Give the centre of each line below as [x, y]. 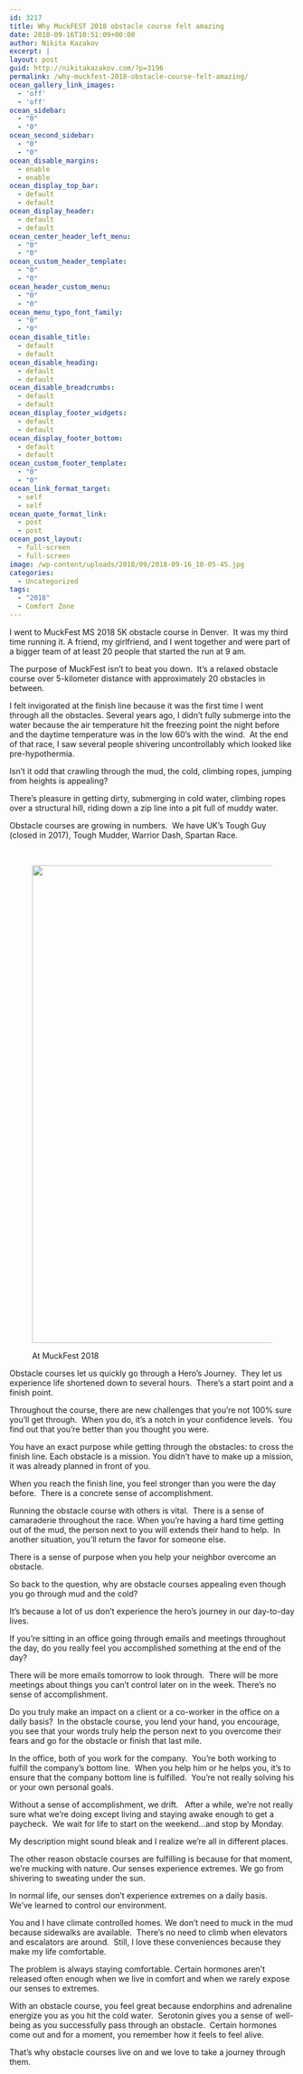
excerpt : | [30, 52]
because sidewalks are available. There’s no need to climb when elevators [148, 1932]
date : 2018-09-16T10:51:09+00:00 [72, 34]
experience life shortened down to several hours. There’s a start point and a [151, 1383]
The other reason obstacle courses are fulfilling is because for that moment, [151, 1859]
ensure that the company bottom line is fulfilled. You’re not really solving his [152, 1777]
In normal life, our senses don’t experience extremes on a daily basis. [139, 1895]
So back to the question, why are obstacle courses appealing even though [148, 1584]
